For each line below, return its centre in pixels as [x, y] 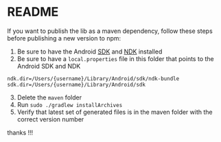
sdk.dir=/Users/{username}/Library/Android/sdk [77, 84]
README [33, 12]
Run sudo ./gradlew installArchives [70, 104]
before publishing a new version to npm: [64, 38]
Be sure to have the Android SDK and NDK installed [90, 51]
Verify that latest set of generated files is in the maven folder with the [115, 112]
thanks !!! [20, 132]
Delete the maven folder [49, 97]
